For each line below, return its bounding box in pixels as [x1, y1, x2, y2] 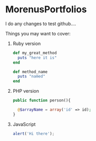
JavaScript [12, 121, 36, 127]
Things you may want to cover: [5, 30, 71, 36]
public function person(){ [12, 98, 71, 103]
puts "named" [17, 74, 46, 79]
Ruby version [12, 40, 41, 47]
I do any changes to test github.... [5, 21, 76, 27]
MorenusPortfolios [5, 4, 87, 15]
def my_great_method [12, 50, 57, 55]
